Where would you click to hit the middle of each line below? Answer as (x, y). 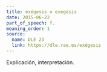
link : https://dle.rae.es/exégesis (57, 46)
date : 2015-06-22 (28, 17)
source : (16, 34)
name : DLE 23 (28, 40)
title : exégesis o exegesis (42, 12)
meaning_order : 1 (28, 28)
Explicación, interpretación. (40, 62)
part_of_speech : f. (31, 23)
